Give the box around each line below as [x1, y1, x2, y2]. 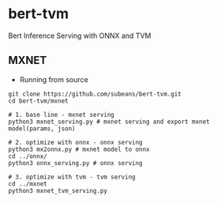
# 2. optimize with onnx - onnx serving [8, 138, 144, 146]
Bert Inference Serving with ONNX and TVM [8, 31, 152, 40]
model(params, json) [8, 124, 77, 133]
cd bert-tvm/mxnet [8, 96, 69, 105]
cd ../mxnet [8, 179, 47, 188]
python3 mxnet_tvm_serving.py [8, 186, 108, 194]
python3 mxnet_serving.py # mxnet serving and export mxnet [8, 118, 211, 126]
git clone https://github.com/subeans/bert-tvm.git [8, 90, 181, 98]
